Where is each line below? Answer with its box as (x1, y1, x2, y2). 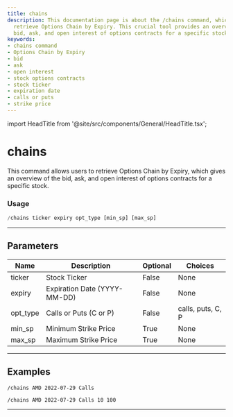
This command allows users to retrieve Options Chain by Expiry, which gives (7, 167, 226, 175)
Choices (186, 261, 214, 271)
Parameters (7, 240, 59, 252)
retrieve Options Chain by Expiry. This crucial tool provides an (13, 23, 209, 30)
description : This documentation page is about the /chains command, (7, 17, 213, 24)
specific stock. (7, 181, 49, 189)
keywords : (7, 36, 36, 43)
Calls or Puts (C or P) (46, 308, 114, 318)
